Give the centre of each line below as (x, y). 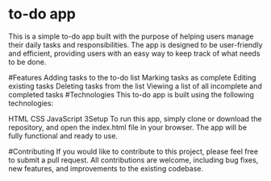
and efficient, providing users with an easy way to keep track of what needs (134, 53)
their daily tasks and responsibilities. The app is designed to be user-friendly (135, 44)
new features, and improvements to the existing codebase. (106, 168)
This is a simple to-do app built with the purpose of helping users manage (131, 36)
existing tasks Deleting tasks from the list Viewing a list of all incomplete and (135, 86)
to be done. (27, 62)
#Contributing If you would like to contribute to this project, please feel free (133, 151)
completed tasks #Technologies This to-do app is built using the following (131, 94)
